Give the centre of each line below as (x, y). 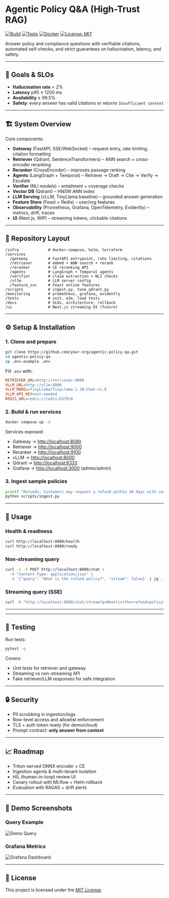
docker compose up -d (28, 422)
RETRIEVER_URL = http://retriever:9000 (45, 380)
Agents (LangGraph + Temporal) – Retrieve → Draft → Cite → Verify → (85, 175)
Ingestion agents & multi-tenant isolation (54, 772)
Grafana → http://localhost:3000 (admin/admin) (62, 468)
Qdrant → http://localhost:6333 (45, 463)
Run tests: (16, 639)
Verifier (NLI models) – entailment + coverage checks (68, 186)
